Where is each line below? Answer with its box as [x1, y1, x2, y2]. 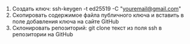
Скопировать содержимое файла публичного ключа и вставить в [12, 11, 184, 19]
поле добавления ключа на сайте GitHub [12, 18, 120, 25]
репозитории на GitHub [12, 31, 74, 38]
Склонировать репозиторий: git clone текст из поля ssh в [12, 24, 162, 31]
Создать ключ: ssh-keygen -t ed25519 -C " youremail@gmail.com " [12, 5, 181, 12]
